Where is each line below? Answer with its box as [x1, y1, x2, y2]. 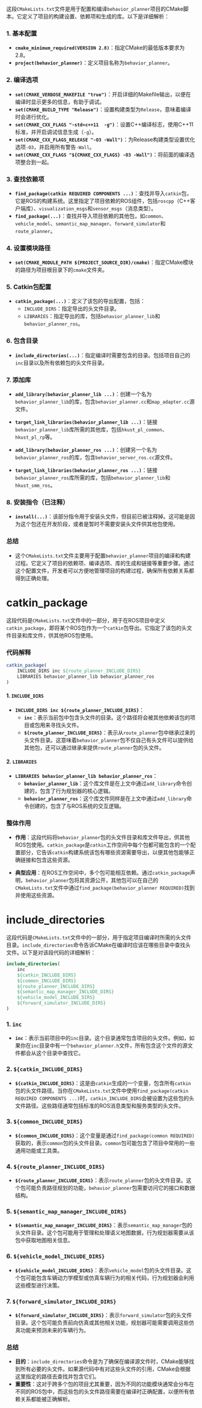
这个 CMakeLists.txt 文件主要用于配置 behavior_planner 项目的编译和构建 [14, 552, 191, 559]
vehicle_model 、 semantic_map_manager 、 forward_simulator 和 [14, 219, 166, 227]
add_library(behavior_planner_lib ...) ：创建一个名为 [14, 390, 152, 398]
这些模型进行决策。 [14, 1281, 63, 1289]
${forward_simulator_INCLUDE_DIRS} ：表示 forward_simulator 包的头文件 [14, 1312, 192, 1318]
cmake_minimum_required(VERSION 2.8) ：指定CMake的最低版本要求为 [14, 44, 185, 51]
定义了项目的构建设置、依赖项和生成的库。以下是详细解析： [22, 13, 170, 20]
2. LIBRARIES [6, 758, 37, 765]
